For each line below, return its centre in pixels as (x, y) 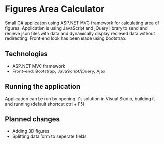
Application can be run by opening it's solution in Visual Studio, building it (80, 98)
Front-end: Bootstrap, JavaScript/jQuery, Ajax (59, 71)
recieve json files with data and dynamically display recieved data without (80, 33)
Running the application (43, 87)
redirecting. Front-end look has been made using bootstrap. (66, 38)
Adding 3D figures (31, 131)
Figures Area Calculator (55, 9)
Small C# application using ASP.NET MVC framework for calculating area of (82, 23)
